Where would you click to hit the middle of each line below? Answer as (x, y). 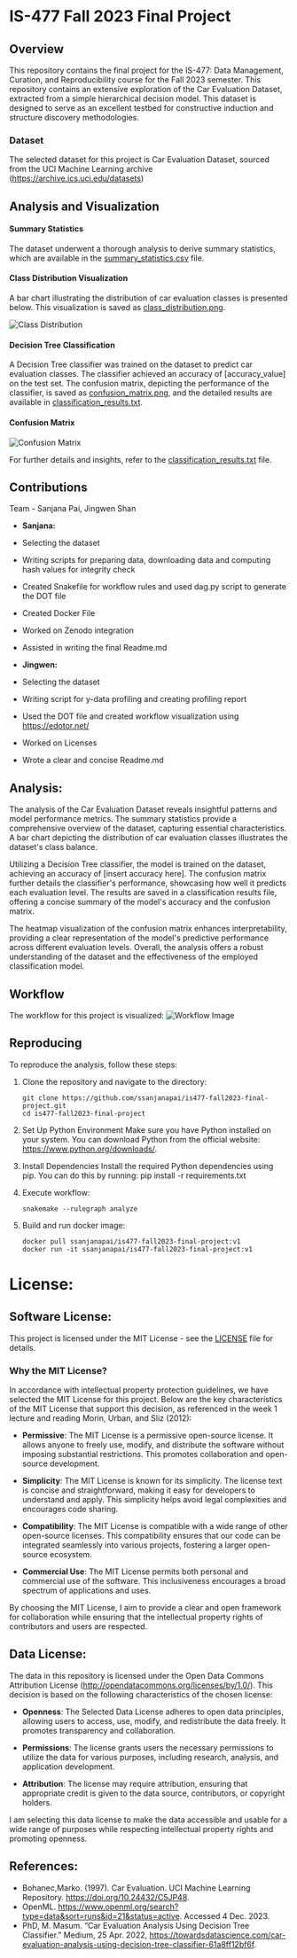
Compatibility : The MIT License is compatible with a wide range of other (155, 1526)
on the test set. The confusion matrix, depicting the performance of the (139, 384)
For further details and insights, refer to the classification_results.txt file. (141, 459)
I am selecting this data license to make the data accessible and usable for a (148, 1820)
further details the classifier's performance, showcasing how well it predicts (148, 883)
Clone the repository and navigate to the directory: (114, 1081)
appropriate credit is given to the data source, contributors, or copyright (153, 1793)
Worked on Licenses (59, 743)
